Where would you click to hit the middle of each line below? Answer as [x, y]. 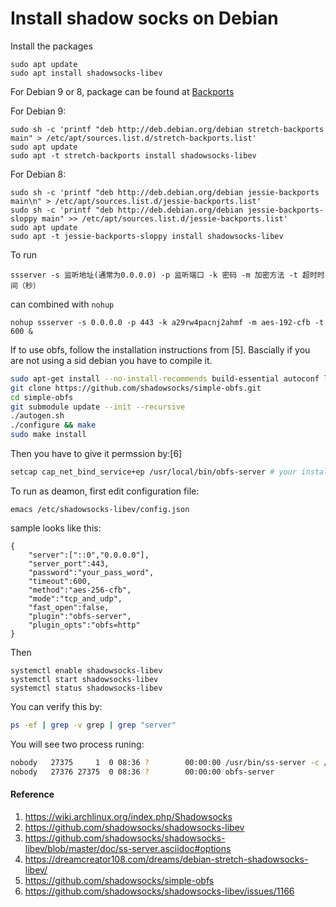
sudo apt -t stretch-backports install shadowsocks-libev [133, 155]
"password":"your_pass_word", [91, 572]
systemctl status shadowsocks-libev [86, 688]
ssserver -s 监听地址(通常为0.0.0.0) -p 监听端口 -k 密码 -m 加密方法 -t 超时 [164, 275]
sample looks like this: [56, 528]
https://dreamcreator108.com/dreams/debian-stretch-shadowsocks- [166, 859]
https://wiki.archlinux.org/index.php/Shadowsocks [128, 816]
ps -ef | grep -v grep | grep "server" [93, 725]
